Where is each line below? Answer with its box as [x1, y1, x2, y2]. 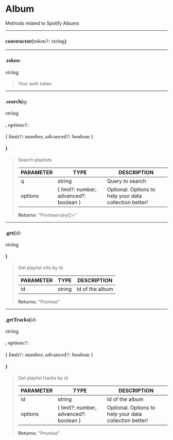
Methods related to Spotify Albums [5, 20, 79, 26]
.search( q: [5, 98, 28, 105]
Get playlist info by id [18, 264, 63, 270]
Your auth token [18, 80, 52, 86]
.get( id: [5, 229, 22, 236]
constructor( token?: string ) [5, 38, 67, 44]
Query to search [107, 177, 146, 185]
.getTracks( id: [5, 316, 37, 323]
